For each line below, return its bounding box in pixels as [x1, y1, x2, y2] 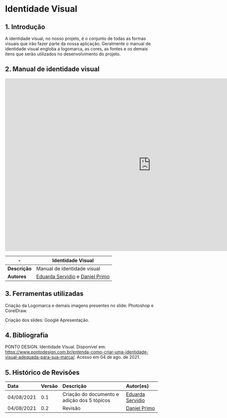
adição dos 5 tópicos [62, 397, 111, 404]
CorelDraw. [5, 307, 28, 314]
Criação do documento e [62, 391, 119, 398]
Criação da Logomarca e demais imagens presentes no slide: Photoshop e [5, 302, 154, 308]
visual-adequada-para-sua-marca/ [5, 354, 75, 360]
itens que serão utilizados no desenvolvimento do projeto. [5, 51, 121, 57]
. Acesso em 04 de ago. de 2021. [74, 354, 141, 360]
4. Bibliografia [5, 331, 49, 339]
